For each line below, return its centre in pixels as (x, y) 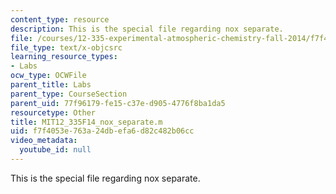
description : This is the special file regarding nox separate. (147, 29)
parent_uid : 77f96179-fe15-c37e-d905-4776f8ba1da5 (118, 103)
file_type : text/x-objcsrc (66, 47)
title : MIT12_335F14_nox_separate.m (86, 122)
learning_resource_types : (64, 57)
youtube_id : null (55, 150)
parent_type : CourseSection (69, 94)
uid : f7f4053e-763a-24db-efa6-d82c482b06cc (102, 131)
